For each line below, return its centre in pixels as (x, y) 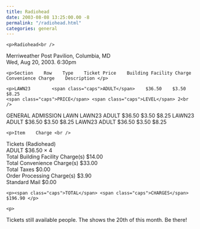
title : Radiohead (28, 12)
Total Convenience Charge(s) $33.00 (52, 163)
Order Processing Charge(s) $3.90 (49, 176)
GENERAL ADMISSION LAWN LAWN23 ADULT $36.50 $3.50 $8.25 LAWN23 (100, 116)
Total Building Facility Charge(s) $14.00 (55, 157)
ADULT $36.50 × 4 (29, 151)
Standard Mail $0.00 (31, 182)
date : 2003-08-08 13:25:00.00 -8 (48, 17)
